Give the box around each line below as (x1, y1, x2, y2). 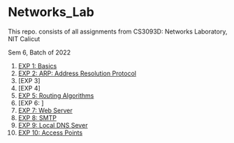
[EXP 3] (17, 76, 41, 84)
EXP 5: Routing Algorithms (17, 91, 94, 100)
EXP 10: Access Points (17, 128, 83, 137)
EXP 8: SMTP (17, 113, 57, 122)
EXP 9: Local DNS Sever (17, 121, 88, 129)
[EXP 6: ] (17, 98, 44, 107)
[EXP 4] (17, 84, 41, 92)
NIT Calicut (8, 34, 41, 43)
